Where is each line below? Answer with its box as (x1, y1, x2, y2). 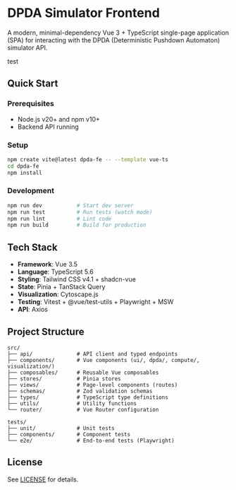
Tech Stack (7, 241, 58, 253)
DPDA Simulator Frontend (7, 5, 160, 21)
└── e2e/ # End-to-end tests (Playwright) (7, 437, 175, 444)
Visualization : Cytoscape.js (17, 290, 99, 298)
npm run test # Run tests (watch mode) (7, 209, 153, 216)
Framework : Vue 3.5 (17, 260, 78, 269)
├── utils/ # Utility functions (7, 399, 137, 407)
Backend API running (17, 122, 79, 131)
